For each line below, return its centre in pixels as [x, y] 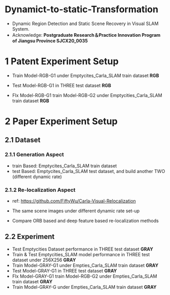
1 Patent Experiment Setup [62, 62]
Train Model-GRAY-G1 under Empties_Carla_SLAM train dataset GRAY [85, 265]
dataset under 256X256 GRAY [44, 260]
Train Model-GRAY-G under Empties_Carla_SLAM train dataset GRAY [84, 287]
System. [21, 29]
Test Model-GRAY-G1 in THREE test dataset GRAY [65, 271]
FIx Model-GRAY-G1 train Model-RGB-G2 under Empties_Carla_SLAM [84, 276]
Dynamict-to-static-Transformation [82, 9]
